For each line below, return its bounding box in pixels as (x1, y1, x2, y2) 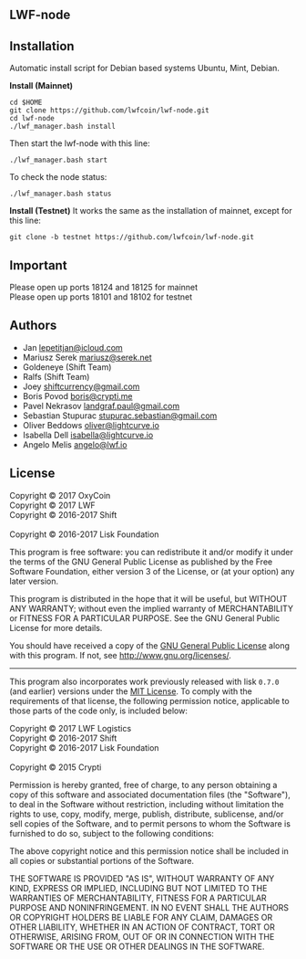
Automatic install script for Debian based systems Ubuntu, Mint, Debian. (9, 63, 280, 74)
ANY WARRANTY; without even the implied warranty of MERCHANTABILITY (9, 603, 294, 614)
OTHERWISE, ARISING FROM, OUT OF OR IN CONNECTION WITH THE (9, 931, 275, 942)
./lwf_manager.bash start (9, 155, 107, 165)
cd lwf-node (9, 114, 55, 123)
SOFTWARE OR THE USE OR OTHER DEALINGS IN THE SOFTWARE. (9, 941, 265, 952)
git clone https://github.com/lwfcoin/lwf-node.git (9, 106, 209, 115)
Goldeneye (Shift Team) (22, 361, 112, 373)
